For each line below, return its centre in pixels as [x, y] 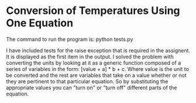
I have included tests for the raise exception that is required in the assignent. [98, 50]
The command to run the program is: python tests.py [70, 39]
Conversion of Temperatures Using [93, 11]
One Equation [40, 23]
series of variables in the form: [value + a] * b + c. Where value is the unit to [97, 69]
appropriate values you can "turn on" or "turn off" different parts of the [92, 87]
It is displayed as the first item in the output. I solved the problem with [90, 56]
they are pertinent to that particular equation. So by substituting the [87, 81]
